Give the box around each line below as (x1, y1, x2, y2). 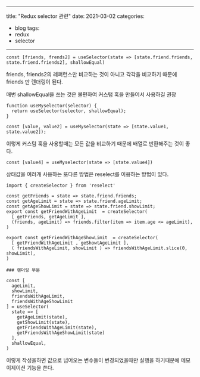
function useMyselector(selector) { (6, 103, 97, 109)
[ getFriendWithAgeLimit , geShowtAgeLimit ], (11, 240, 129, 246)
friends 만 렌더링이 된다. (6, 78, 64, 85)
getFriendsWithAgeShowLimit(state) (17, 330, 105, 336)
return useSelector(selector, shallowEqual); (11, 108, 127, 114)
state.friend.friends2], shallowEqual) (6, 60, 105, 66)
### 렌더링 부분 (6, 267, 40, 273)
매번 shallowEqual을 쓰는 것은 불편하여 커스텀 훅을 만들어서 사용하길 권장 (6, 91, 177, 98)
